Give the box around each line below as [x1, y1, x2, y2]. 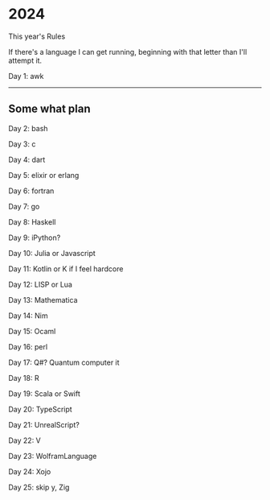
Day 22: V [8, 436, 42, 445]
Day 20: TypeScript [8, 404, 72, 414]
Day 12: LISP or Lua [8, 279, 72, 289]
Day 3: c [8, 138, 36, 149]
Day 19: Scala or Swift [8, 388, 80, 399]
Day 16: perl [8, 341, 48, 351]
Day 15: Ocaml [8, 326, 56, 336]
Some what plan [8, 102, 91, 116]
